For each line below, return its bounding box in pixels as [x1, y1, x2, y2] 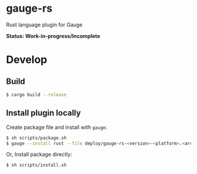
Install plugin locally [6, 108, 81, 118]
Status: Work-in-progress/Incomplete [6, 32, 101, 39]
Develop [6, 53, 47, 66]
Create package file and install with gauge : [6, 124, 107, 131]
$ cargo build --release [6, 91, 67, 98]
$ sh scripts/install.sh [6, 162, 67, 168]
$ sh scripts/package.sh [6, 135, 67, 141]
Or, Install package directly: [6, 151, 72, 158]
